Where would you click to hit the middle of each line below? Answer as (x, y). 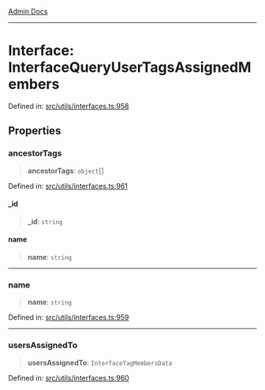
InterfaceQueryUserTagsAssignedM (130, 67)
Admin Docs (28, 11)
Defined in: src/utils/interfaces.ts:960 (69, 377)
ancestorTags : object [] (65, 171)
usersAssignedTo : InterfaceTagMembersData (100, 362)
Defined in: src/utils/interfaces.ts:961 (68, 186)
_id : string (45, 221)
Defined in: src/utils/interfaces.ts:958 (69, 106)
